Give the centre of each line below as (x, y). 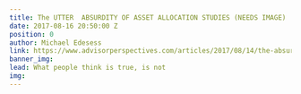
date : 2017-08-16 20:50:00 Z (64, 26)
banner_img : (31, 59)
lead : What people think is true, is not (88, 68)
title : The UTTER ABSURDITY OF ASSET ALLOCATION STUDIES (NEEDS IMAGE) (148, 17)
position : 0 (31, 34)
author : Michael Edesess (56, 43)
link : (19, 51)
